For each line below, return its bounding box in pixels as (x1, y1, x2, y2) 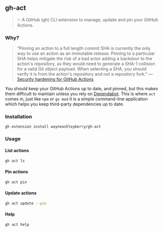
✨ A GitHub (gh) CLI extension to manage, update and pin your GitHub (17, 17, 158, 22)
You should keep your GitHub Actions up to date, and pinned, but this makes (5, 86, 158, 92)
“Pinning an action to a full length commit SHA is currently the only (17, 46, 151, 51)
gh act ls (5, 158, 25, 163)
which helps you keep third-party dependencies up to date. (5, 101, 124, 107)
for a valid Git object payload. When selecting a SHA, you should (17, 66, 147, 72)
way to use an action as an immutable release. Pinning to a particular (17, 50, 155, 56)
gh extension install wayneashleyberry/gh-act (5, 124, 101, 129)
